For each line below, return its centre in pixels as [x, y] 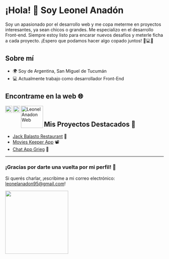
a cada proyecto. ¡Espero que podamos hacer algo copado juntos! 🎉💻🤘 [79, 40]
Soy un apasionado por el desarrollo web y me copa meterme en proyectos [83, 24]
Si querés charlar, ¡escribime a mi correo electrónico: [60, 178]
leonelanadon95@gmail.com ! [35, 183]
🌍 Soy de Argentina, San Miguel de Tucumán [60, 71]
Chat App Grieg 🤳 [31, 149]
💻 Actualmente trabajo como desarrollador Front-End [68, 78]
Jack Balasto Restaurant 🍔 [39, 136]
